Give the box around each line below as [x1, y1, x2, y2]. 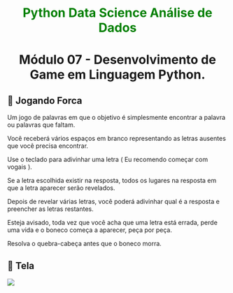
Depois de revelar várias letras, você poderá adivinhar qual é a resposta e [7, 198, 220, 206]
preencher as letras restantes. [7, 205, 94, 213]
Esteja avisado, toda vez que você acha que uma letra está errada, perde [7, 219, 218, 227]
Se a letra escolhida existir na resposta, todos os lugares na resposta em [7, 177, 217, 185]
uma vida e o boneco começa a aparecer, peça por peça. [7, 226, 173, 234]
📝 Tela [7, 259, 35, 271]
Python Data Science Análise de [22, 5, 213, 21]
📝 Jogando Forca [7, 95, 83, 107]
